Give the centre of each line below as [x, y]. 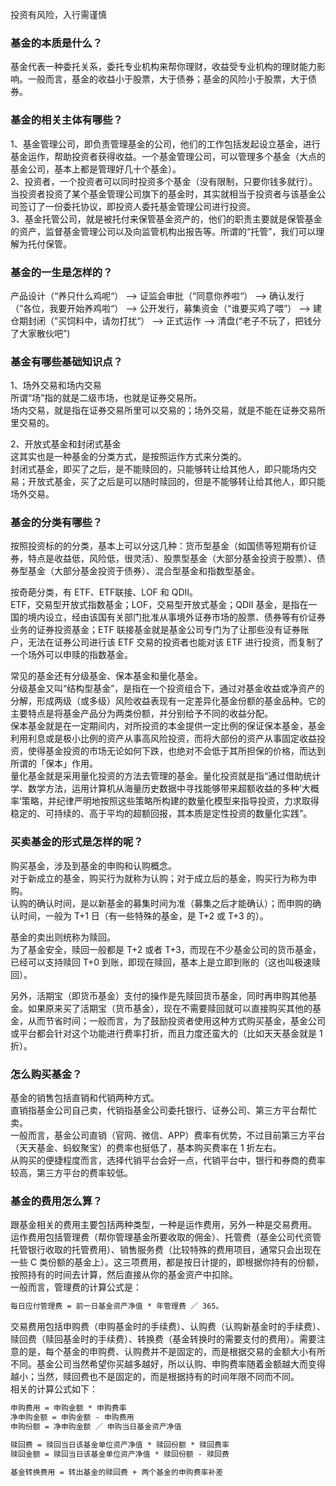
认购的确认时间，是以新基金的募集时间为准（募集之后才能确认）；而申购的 [161, 903]
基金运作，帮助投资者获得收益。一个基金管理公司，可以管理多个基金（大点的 [168, 156]
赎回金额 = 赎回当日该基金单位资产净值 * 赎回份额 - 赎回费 [120, 1454]
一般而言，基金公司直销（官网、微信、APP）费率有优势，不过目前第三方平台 [168, 1135]
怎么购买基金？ [46, 1074]
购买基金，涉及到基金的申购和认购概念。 [93, 865]
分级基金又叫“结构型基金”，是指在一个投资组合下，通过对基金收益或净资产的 [167, 689]
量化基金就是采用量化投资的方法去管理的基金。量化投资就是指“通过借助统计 [166, 776]
